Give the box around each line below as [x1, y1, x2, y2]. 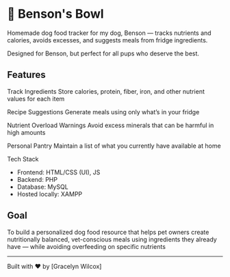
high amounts [7, 128, 46, 136]
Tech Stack [7, 155, 39, 163]
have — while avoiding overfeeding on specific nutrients [7, 242, 166, 250]
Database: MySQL [16, 183, 68, 191]
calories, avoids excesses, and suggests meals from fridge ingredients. [7, 36, 208, 44]
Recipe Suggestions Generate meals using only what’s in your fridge [7, 107, 200, 116]
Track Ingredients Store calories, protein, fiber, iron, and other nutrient [7, 87, 205, 95]
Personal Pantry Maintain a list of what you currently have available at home [7, 142, 221, 150]
